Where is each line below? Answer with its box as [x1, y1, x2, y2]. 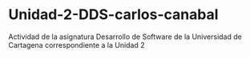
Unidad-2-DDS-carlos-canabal [8, 6, 219, 24]
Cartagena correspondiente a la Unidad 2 [8, 40, 146, 49]
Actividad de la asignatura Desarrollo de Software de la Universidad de [8, 32, 242, 41]
